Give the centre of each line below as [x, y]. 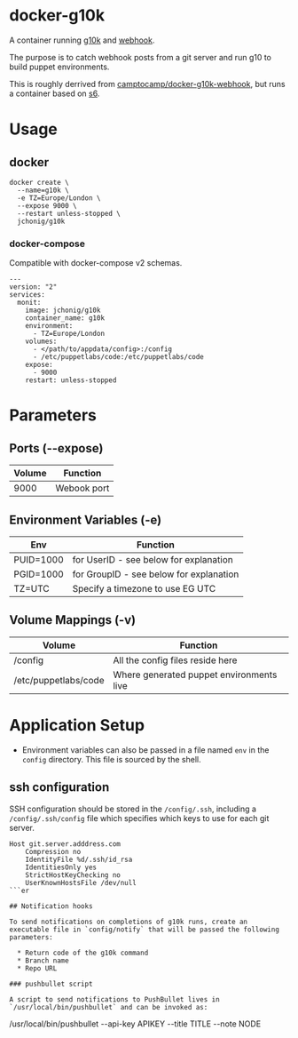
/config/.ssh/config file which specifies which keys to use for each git [139, 818]
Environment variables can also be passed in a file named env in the [145, 750]
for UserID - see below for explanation [153, 560]
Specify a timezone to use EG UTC [144, 589]
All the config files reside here [175, 660]
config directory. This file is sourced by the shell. [111, 759]
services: [27, 295]
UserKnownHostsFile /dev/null [81, 882]
